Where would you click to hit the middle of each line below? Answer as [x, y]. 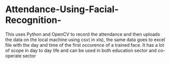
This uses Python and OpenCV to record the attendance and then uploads [83, 34]
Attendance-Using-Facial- [62, 9]
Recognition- [33, 20]
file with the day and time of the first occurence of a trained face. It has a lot [85, 45]
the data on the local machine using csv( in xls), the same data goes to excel [85, 40]
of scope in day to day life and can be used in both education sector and [81, 50]
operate [13, 56]
